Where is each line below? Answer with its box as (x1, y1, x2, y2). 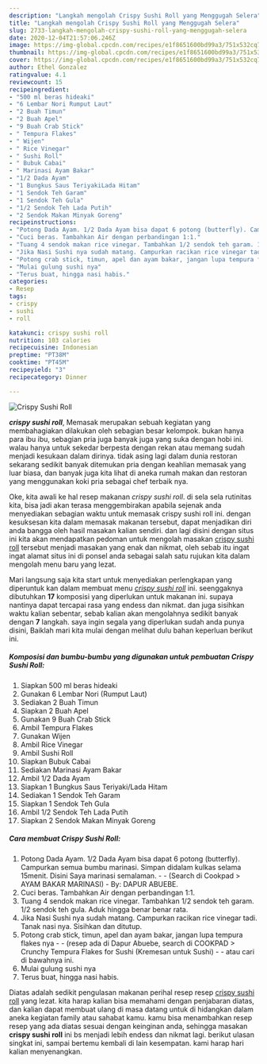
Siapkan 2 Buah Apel (20, 706, 90, 715)
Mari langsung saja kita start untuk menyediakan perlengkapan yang (9, 575, 233, 584)
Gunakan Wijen (20, 731, 71, 741)
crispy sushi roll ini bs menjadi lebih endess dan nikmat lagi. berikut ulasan (9, 1030, 254, 1039)
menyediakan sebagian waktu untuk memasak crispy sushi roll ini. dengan (9, 509, 252, 518)
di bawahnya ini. (20, 955, 74, 965)
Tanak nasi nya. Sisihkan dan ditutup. (20, 921, 143, 931)
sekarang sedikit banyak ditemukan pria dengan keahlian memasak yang (9, 459, 246, 469)
